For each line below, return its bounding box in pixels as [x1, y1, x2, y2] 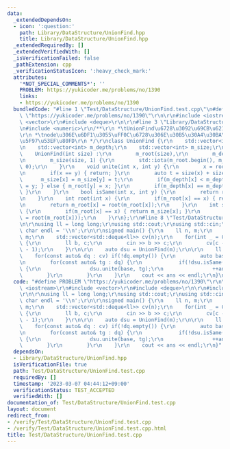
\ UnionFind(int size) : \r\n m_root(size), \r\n [19, 150, 188, 158]
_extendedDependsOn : [13, 16, 72, 23]
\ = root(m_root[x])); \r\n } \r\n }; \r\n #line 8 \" [19, 214, 173, 221]
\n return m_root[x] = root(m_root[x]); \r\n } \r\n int [19, 202, 219, 209]
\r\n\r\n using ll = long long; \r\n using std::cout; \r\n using [19, 291, 197, 298]
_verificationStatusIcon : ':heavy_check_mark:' [13, 67, 152, 74]
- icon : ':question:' [13, 23, 75, 30]
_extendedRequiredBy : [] [13, 42, 84, 49]
